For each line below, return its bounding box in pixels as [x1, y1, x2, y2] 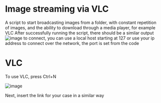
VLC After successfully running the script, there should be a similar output [5, 30, 154, 36]
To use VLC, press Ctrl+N [5, 73, 57, 79]
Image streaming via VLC [5, 3, 109, 15]
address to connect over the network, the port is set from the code [5, 40, 139, 46]
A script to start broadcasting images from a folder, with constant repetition [5, 20, 157, 25]
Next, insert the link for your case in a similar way [5, 92, 104, 98]
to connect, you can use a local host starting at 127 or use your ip [23, 35, 155, 41]
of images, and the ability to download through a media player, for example [5, 24, 156, 30]
